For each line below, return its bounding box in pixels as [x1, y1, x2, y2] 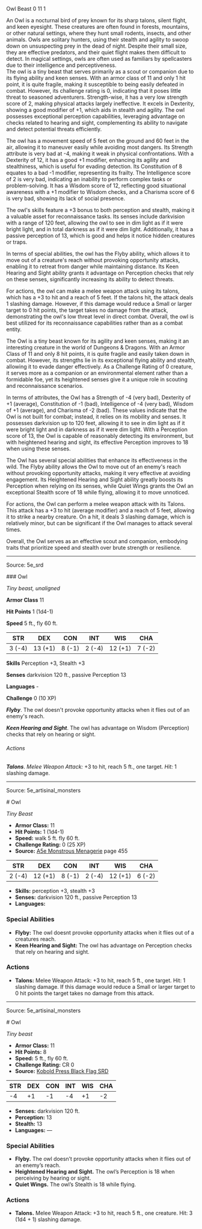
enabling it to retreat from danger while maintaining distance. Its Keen [6, 263, 179, 270]
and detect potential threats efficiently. [6, 126, 102, 132]
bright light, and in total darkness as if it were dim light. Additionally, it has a [6, 226, 194, 232]
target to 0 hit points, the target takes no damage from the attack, [6, 306, 168, 314]
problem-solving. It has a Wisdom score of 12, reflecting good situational [6, 182, 186, 189]
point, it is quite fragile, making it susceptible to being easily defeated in [6, 81, 185, 88]
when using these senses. [6, 445, 71, 452]
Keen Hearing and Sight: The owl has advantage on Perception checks [14, 942, 192, 949]
